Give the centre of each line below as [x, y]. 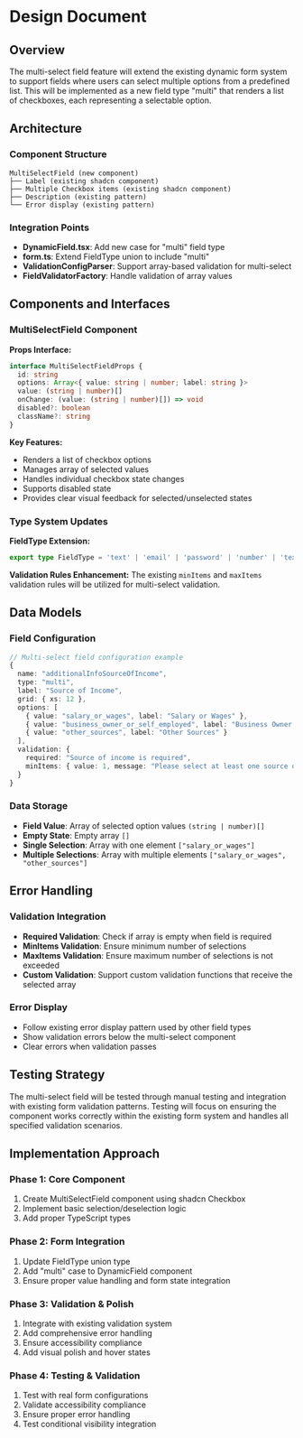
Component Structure [58, 154]
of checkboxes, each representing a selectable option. [110, 100]
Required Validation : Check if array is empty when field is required [147, 936]
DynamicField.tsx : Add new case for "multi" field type [124, 246]
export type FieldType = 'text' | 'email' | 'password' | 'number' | [143, 557]
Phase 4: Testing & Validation [75, 1376]
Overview [37, 50]
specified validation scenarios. [66, 1125]
